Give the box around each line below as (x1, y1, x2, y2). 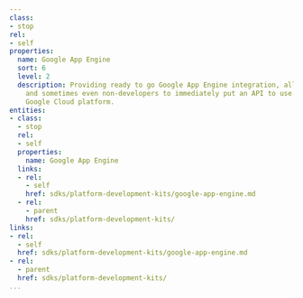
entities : (9, 106, 47, 115)
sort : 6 (17, 64, 47, 73)
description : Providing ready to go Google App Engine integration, (17, 80, 280, 89)
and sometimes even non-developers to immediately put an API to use (25, 88, 293, 98)
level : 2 (17, 72, 50, 81)
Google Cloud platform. (25, 97, 115, 107)
